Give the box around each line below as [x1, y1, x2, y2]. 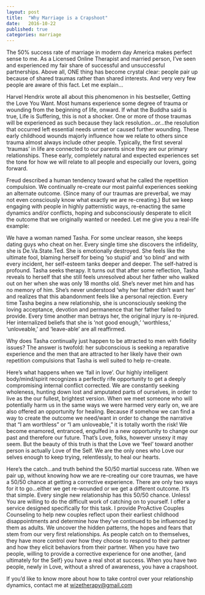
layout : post [6, 9, 40, 15]
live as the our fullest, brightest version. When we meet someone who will [6, 395, 193, 402]
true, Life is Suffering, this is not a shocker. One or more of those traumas [6, 113, 192, 120]
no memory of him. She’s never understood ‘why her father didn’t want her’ [6, 286, 196, 294]
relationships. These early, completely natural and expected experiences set [6, 152, 199, 159]
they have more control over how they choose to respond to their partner [6, 537, 190, 545]
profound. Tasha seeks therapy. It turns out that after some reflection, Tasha [6, 267, 199, 274]
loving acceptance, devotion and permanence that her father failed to [6, 306, 182, 313]
